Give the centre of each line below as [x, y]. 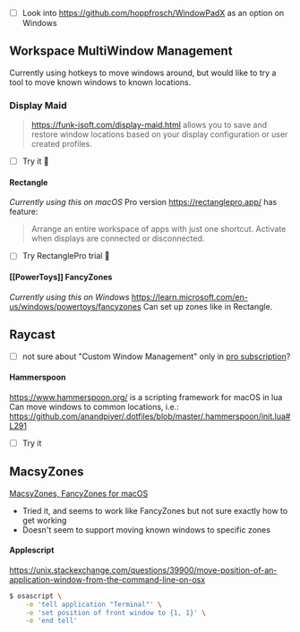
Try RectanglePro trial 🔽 [66, 256]
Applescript [32, 551]
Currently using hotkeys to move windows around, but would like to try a [143, 73]
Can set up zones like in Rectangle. [208, 306]
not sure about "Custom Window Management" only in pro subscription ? [156, 356]
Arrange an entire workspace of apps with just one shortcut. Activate [159, 229]
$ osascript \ [36, 596]
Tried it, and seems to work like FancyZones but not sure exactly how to [155, 510]
